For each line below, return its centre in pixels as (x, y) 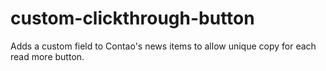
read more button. (47, 56)
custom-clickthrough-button (132, 18)
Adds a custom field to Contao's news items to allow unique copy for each (163, 46)
